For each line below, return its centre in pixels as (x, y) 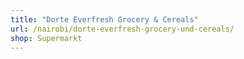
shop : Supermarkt (46, 38)
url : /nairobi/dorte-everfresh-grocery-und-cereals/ (122, 29)
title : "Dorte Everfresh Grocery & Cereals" (104, 19)
